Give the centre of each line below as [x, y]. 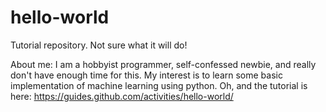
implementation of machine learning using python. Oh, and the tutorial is [159, 85]
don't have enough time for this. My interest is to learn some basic [146, 75]
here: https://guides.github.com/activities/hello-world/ [122, 96]
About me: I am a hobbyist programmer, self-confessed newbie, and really [163, 64]
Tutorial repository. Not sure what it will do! [99, 45]
